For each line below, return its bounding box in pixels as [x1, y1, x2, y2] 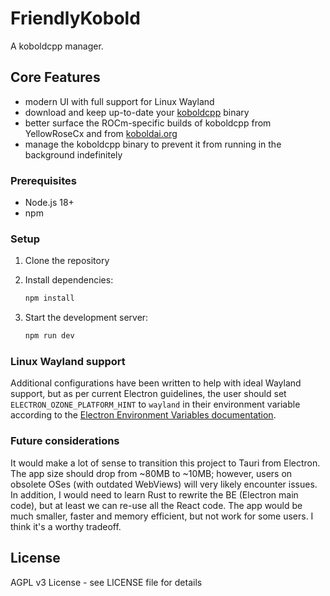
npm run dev [24, 331, 75, 341]
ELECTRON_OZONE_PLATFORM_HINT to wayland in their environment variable [10, 398, 301, 411]
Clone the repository [24, 255, 110, 267]
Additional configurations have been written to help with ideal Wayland [10, 377, 302, 389]
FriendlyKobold [10, 7, 141, 30]
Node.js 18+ [24, 197, 75, 209]
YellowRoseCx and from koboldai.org [24, 127, 178, 139]
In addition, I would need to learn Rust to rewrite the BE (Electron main [10, 488, 299, 501]
